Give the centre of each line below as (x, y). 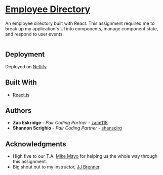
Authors (18, 111)
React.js (21, 95)
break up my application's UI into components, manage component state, (82, 28)
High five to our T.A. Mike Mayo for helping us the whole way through (85, 156)
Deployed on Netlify (26, 66)
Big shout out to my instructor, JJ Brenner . (57, 167)
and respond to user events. (35, 34)
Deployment (25, 54)
